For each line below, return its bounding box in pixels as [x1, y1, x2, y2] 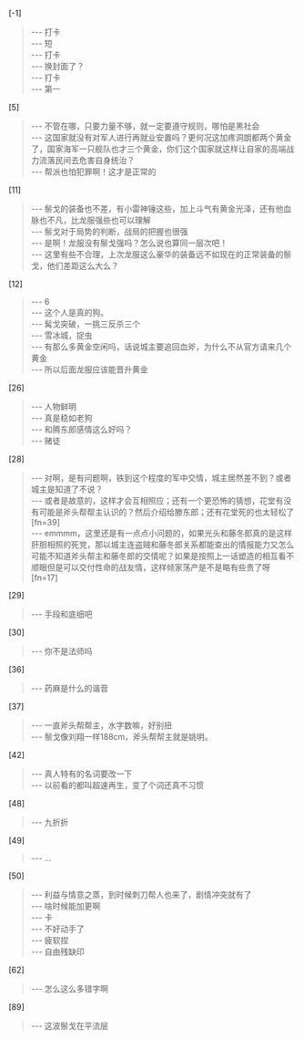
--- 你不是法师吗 [30, 646, 93, 656]
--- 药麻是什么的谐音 [30, 683, 109, 693]
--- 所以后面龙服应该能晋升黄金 [30, 364, 149, 375]
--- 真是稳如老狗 [30, 412, 93, 423]
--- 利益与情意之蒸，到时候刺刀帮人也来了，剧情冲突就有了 [30, 889, 252, 900]
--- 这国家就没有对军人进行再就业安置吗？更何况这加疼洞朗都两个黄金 [30, 132, 292, 142]
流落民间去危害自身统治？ [38, 155, 136, 165]
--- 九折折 [30, 816, 69, 827]
